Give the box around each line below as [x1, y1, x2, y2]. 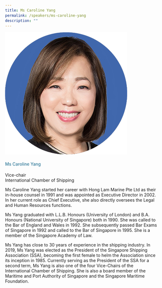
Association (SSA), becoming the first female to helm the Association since [5, 252, 156, 258]
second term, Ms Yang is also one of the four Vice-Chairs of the [5, 263, 134, 268]
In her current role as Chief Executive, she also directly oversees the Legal [5, 197, 155, 203]
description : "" [5, 18, 38, 23]
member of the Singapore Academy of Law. [5, 232, 93, 238]
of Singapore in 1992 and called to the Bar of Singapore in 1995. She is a [5, 227, 150, 233]
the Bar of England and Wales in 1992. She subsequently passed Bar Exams [5, 222, 157, 228]
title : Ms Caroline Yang [5, 8, 56, 13]
